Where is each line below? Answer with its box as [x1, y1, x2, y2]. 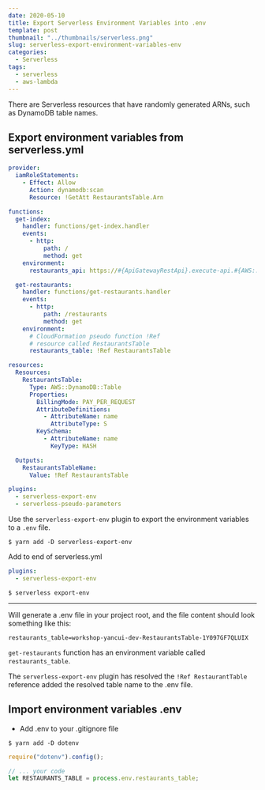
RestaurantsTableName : [22, 463, 97, 471]
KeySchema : [36, 428, 73, 436]
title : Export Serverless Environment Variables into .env [8, 19, 207, 27]
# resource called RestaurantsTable [28, 339, 150, 348]
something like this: [8, 618, 72, 628]
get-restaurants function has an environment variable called [8, 648, 206, 657]
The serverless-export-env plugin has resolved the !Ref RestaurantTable [8, 671, 248, 681]
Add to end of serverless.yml [8, 552, 103, 561]
